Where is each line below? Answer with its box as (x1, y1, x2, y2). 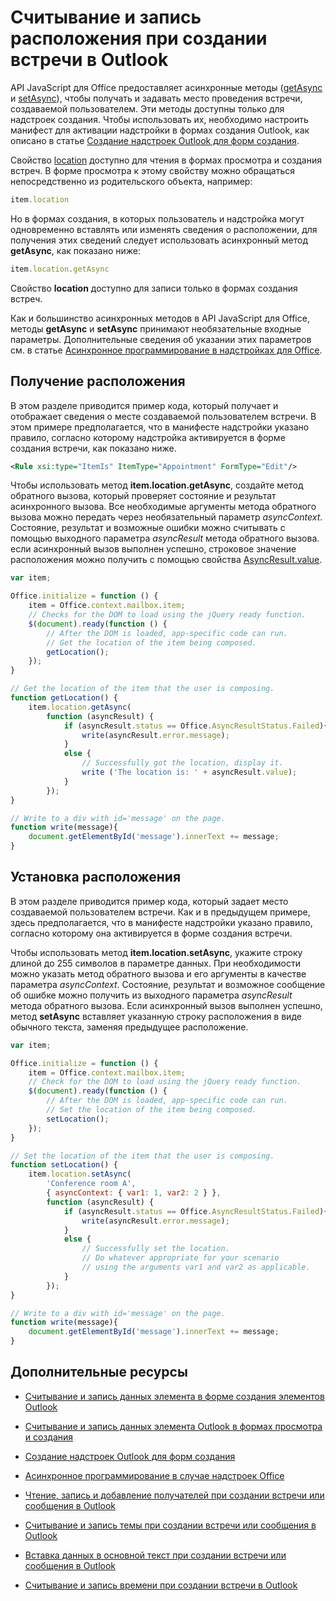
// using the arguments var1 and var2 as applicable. (81, 1262, 311, 1273)
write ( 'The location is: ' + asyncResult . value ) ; (81, 767, 298, 777)
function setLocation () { (10, 1160, 118, 1170)
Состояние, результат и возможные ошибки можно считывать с (10, 522, 286, 534)
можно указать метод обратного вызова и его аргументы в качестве (10, 967, 307, 980)
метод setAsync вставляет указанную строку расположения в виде (10, 1010, 302, 1022)
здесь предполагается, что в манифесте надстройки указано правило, (10, 916, 313, 928)
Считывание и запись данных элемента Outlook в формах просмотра (24, 1420, 323, 1432)
